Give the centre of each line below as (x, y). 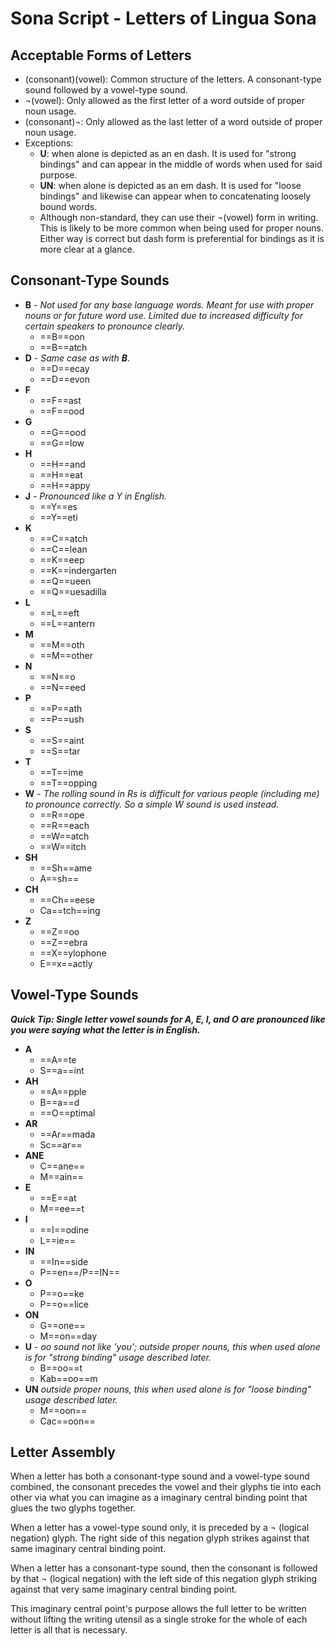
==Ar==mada (67, 1134)
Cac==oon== (67, 1421)
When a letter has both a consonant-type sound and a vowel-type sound (160, 1476)
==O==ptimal (67, 1113)
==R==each (64, 825)
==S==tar (60, 751)
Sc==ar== (61, 1144)
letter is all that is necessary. (69, 1630)
